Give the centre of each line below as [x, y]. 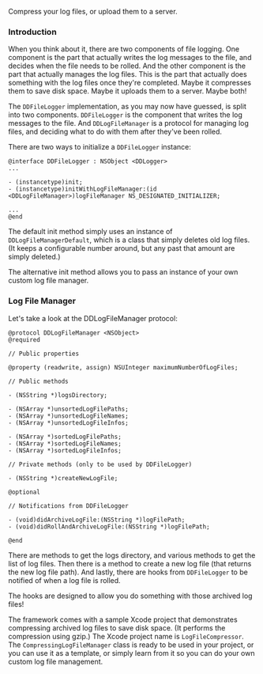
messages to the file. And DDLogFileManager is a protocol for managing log [128, 123]
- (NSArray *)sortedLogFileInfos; [65, 450]
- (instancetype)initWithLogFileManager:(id [83, 189]
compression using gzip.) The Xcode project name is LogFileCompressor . [126, 636]
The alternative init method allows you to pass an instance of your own [123, 272]
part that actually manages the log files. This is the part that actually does [128, 74]
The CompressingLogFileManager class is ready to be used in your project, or [131, 645]
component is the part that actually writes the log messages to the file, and [130, 58]
